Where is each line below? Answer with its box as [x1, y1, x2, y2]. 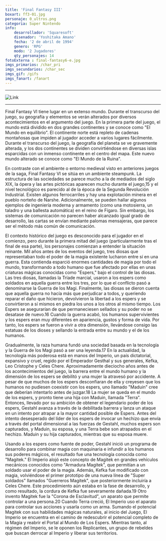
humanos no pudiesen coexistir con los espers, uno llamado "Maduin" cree [5, 384, 158, 390]
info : [5, 26, 16, 31]
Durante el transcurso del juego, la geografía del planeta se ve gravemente [5, 140, 158, 146]
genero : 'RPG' [14, 44, 43, 49]
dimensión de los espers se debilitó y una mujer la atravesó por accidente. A [5, 374, 161, 379]
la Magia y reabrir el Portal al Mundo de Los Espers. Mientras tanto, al [5, 519, 147, 525]
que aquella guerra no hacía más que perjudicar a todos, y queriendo [5, 290, 146, 296]
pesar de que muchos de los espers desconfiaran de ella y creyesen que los [5, 378, 161, 384]
